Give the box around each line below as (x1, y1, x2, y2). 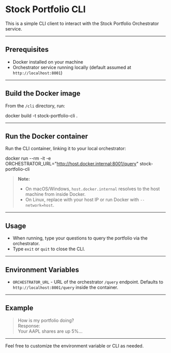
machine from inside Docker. (25, 191, 86, 197)
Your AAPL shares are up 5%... (17, 328, 83, 334)
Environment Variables (5, 266, 79, 274)
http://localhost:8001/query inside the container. (12, 284, 119, 290)
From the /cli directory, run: (5, 103, 65, 109)
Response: (17, 322, 40, 329)
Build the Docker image (5, 89, 80, 98)
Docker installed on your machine (12, 58, 83, 65)
